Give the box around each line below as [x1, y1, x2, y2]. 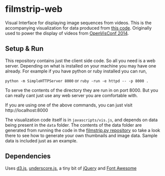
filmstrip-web [5, 3, 63, 15]
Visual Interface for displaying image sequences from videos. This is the [5, 20, 152, 26]
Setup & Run [5, 44, 44, 53]
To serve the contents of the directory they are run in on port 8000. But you [5, 87, 159, 93]
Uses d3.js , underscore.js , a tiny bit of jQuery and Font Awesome [5, 165, 137, 171]
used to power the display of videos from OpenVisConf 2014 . [5, 30, 129, 36]
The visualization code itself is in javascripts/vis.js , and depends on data [5, 117, 158, 123]
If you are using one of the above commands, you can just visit [5, 102, 133, 108]
